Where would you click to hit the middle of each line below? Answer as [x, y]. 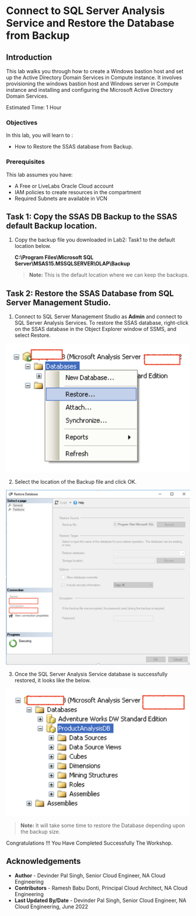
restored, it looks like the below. [52, 680]
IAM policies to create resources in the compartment [78, 192]
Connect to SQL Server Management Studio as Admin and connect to [98, 316]
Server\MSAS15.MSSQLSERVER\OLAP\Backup [72, 264]
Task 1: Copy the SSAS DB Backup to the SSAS [92, 217]
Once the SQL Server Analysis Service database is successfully [91, 674]
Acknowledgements [43, 861]
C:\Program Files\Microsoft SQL [54, 257]
